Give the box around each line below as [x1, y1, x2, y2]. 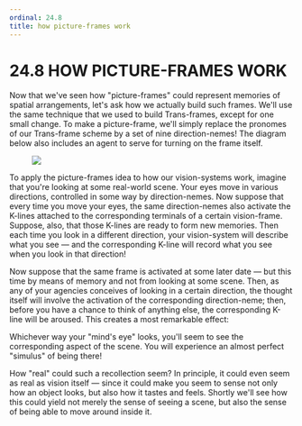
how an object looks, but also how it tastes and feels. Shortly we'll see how [9, 387, 288, 398]
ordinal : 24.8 [9, 13, 63, 23]
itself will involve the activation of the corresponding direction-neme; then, [9, 295, 287, 306]
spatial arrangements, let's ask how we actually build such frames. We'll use [9, 100, 293, 111]
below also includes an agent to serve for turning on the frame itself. [9, 138, 263, 149]
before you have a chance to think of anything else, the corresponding [9, 304, 271, 315]
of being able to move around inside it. [9, 406, 152, 417]
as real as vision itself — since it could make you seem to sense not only [9, 377, 278, 388]
